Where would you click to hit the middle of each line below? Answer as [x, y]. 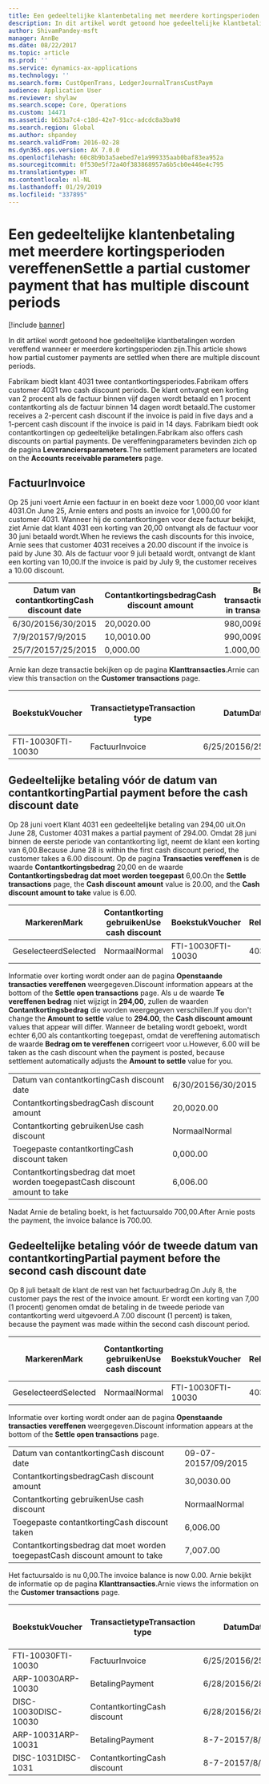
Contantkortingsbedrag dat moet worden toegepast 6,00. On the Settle [127, 876]
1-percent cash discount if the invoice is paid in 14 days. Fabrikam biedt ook [133, 424]
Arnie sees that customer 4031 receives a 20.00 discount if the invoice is [128, 545]
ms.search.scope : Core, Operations [68, 105]
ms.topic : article [39, 53]
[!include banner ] [37, 325]
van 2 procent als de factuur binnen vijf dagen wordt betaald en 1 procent [129, 398]
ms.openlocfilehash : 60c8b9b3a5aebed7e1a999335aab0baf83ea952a [116, 157]
